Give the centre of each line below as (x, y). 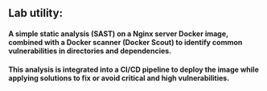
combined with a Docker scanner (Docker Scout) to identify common (125, 42)
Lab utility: (35, 13)
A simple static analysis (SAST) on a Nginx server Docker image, (119, 33)
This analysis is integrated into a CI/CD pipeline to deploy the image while (134, 69)
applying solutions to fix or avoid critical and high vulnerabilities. (119, 78)
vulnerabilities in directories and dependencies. (90, 51)
